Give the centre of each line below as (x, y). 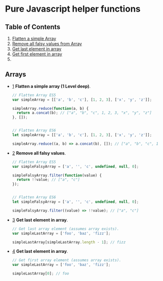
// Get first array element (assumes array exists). (67, 260)
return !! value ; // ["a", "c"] (48, 180)
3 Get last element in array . (40, 220)
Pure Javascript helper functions (73, 9)
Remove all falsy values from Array (47, 44)
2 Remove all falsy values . (39, 153)
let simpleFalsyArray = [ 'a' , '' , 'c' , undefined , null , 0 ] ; (75, 202)
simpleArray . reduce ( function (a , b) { (50, 108)
